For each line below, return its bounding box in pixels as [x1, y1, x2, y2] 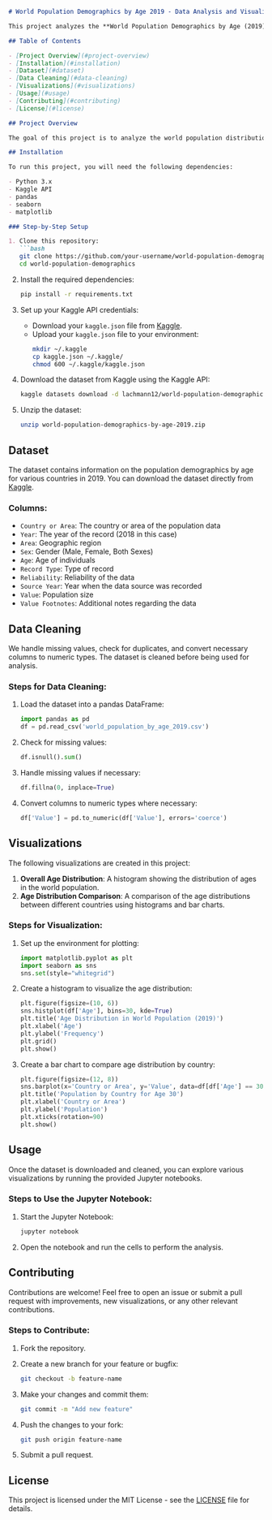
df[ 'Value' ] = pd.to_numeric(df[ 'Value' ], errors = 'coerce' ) [19, 814, 227, 822]
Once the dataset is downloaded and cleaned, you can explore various [8, 1164, 244, 1174]
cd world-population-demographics [19, 260, 136, 268]
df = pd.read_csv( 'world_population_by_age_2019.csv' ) [19, 723, 210, 731]
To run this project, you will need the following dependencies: [8, 163, 233, 171]
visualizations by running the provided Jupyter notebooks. [8, 1173, 202, 1183]
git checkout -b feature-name [19, 1375, 123, 1383]
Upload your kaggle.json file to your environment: [32, 329, 199, 339]
